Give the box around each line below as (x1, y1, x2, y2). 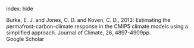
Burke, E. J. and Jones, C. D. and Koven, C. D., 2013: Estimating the (6, 17, 171, 23)
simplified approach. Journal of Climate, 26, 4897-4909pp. (6, 29, 151, 36)
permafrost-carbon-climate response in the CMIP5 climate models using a (6, 23, 189, 30)
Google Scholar (6, 36, 45, 42)
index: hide (6, 5, 34, 12)
